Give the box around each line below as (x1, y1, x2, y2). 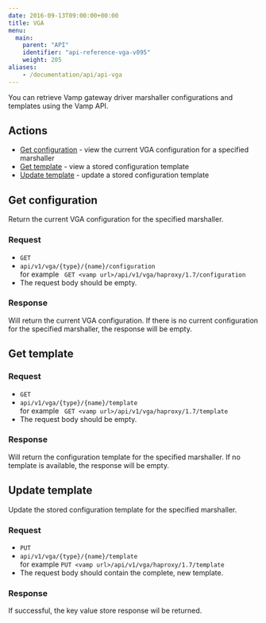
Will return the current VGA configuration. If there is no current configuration (8, 315, 259, 325)
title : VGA (8, 19, 44, 27)
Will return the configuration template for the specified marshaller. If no (8, 452, 241, 462)
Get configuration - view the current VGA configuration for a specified (19, 145, 249, 155)
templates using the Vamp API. (8, 101, 109, 110)
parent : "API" (22, 41, 69, 49)
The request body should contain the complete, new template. (19, 567, 224, 577)
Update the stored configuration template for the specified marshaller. (8, 505, 237, 514)
